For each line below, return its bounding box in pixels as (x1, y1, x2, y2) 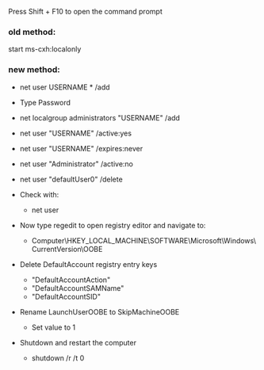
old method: (8, 26, 56, 37)
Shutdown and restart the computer (19, 338, 137, 347)
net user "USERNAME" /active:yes (19, 128, 132, 138)
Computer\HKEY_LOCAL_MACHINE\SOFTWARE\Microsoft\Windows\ (31, 235, 256, 245)
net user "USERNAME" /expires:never (19, 143, 143, 153)
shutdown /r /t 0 (31, 353, 85, 363)
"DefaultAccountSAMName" (31, 283, 124, 292)
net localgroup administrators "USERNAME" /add (19, 113, 181, 122)
